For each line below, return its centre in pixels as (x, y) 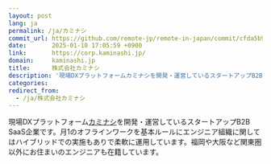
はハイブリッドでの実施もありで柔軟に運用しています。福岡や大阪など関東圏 (135, 142)
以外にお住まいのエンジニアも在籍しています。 (86, 152)
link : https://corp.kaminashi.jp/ (77, 53)
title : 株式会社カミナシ (54, 68)
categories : (28, 83)
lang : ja (23, 23)
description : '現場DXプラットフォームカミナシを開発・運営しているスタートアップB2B (135, 76)
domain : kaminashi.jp (52, 61)
